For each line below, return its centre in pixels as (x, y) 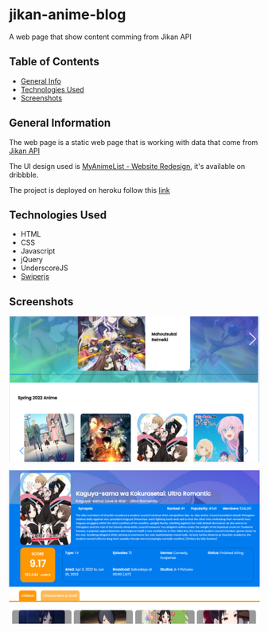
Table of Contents (54, 62)
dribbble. (24, 175)
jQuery (31, 260)
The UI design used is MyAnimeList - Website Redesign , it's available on (127, 166)
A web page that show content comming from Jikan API (100, 37)
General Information (60, 123)
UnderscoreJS (44, 268)
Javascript (38, 251)
